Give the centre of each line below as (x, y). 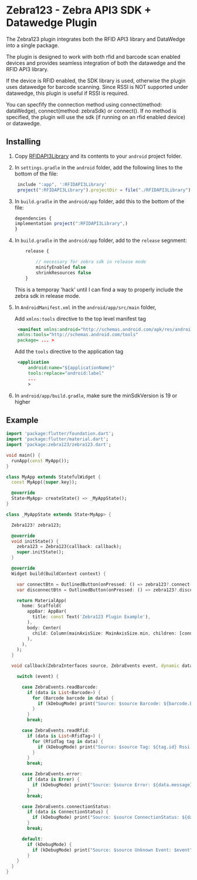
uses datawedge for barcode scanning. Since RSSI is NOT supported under (97, 87)
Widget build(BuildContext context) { (59, 574)
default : (32, 839)
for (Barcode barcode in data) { (73, 698)
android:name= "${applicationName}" (71, 368)
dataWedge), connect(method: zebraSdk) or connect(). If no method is (91, 111)
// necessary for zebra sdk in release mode (91, 262)
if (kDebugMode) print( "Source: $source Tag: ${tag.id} (107, 747)
